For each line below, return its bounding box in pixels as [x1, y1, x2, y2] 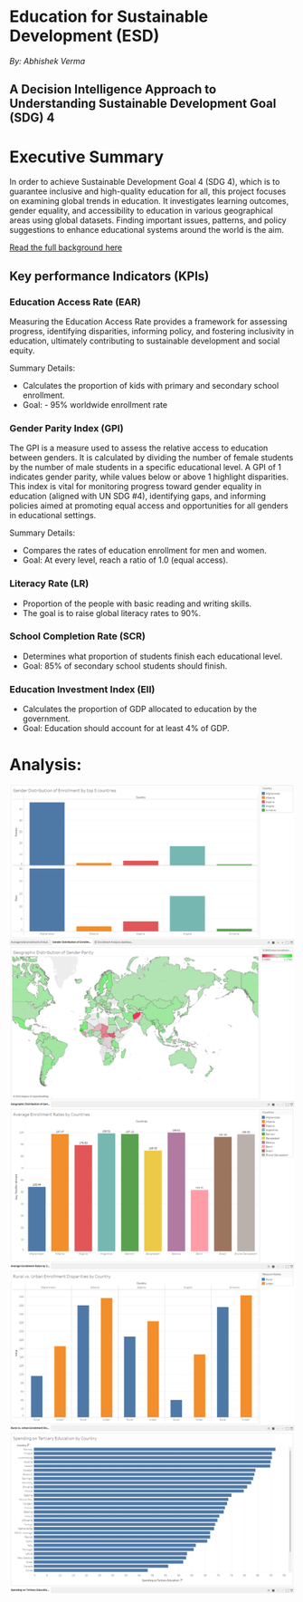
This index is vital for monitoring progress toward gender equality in [9, 481, 262, 492]
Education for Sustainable [9, 6, 209, 27]
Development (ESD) [9, 25, 160, 46]
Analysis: [9, 755, 82, 776]
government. [22, 713, 71, 724]
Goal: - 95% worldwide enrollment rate [22, 399, 168, 410]
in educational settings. [9, 510, 97, 521]
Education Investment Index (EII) [9, 682, 156, 695]
